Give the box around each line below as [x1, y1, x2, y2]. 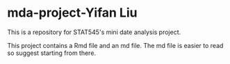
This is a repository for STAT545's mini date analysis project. [7, 28, 181, 36]
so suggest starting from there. [7, 49, 96, 57]
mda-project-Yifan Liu [7, 5, 138, 21]
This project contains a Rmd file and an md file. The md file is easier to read [7, 41, 224, 49]
